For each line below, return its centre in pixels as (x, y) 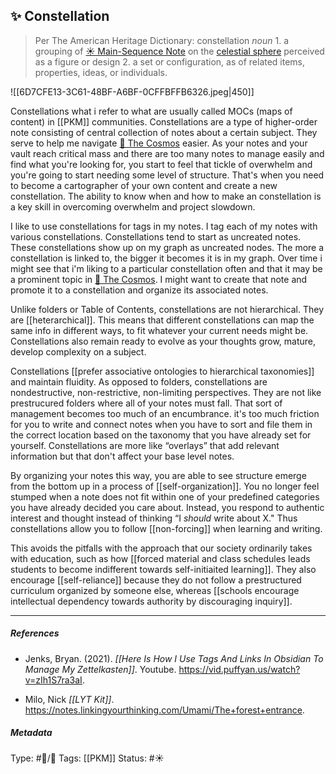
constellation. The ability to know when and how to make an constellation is (166, 196)
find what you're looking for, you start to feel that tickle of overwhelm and (161, 164)
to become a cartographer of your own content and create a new (144, 185)
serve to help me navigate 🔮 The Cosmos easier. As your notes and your (159, 143)
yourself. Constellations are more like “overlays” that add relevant (145, 445)
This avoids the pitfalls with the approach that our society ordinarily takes (161, 548)
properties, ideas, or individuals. (101, 72)
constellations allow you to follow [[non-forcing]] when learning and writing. (166, 528)
